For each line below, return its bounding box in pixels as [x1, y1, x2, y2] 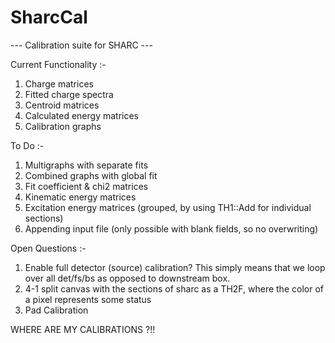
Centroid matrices [24, 99, 100, 111]
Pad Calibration [24, 304, 89, 316]
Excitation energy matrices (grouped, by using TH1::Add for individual [24, 201, 312, 213]
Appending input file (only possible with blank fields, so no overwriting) [24, 222, 319, 235]
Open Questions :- [10, 242, 87, 254]
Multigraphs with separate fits [24, 159, 149, 171]
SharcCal [10, 6, 88, 29]
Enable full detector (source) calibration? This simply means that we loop [24, 261, 326, 273]
